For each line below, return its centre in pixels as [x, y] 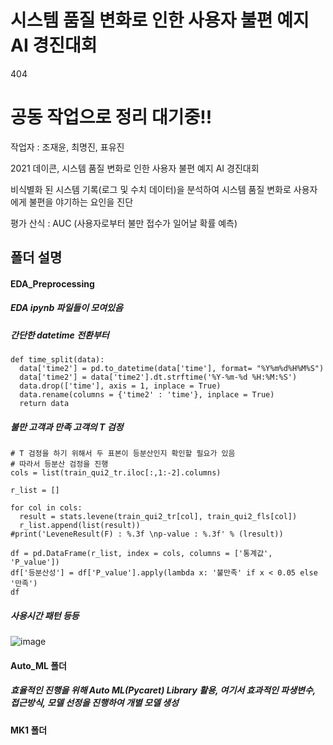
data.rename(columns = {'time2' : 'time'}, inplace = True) [147, 395]
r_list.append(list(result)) [80, 526]
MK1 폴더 [29, 730]
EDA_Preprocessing [52, 283]
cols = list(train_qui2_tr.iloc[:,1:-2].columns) [116, 473]
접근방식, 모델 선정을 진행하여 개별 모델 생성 [94, 703]
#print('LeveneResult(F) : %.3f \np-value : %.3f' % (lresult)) [147, 534]
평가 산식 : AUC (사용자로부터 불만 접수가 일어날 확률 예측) [124, 223]
